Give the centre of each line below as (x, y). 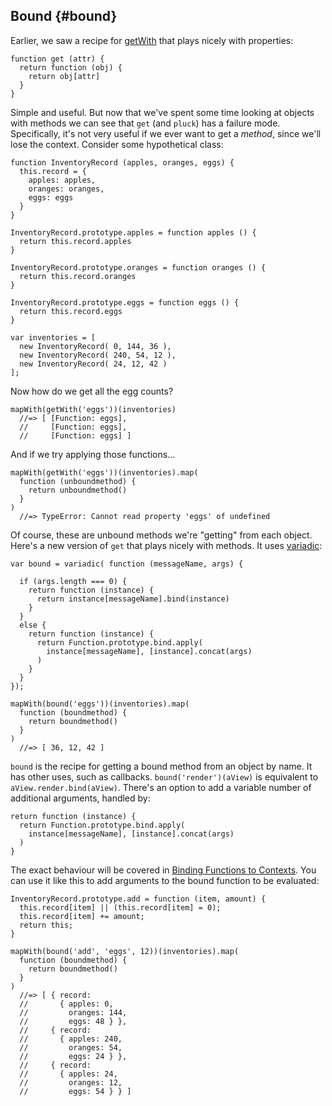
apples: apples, (62, 180)
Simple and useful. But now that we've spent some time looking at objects (162, 112)
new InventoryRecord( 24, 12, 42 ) (93, 364)
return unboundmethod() (78, 490)
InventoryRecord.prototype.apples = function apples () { (133, 232)
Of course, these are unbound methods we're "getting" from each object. (161, 535)
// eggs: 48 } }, (73, 1021)
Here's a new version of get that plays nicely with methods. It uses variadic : (166, 545)
